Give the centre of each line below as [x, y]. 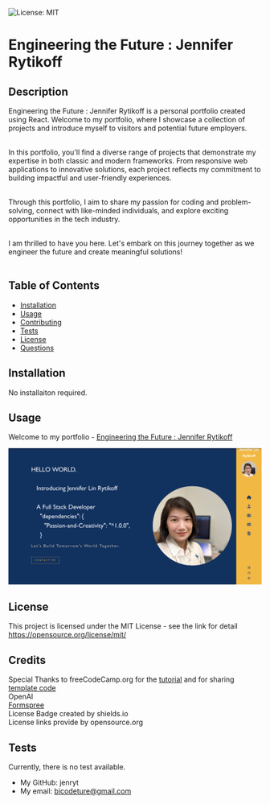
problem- [236, 202]
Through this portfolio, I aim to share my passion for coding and [114, 202]
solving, [21, 210]
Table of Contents [54, 286]
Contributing [41, 322]
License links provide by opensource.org [76, 722]
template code [32, 688]
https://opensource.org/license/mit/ [67, 635]
